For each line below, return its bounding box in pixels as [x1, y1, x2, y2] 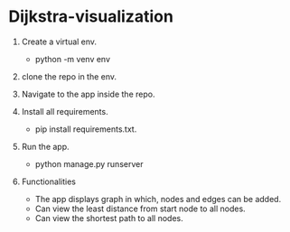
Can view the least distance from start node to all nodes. [34, 203, 246, 214]
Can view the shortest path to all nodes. [34, 212, 184, 223]
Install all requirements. [21, 106, 109, 116]
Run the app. [21, 141, 70, 152]
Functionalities [21, 176, 76, 187]
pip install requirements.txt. [34, 124, 137, 135]
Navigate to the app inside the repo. [21, 88, 155, 99]
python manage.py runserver [34, 158, 144, 169]
